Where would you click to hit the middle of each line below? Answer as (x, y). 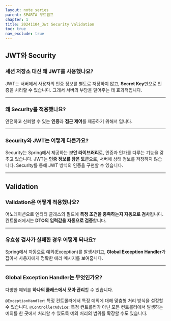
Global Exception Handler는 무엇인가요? (54, 278)
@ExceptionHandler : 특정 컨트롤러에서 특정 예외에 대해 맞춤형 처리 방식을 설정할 (84, 300)
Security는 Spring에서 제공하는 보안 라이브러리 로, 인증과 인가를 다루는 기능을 (82, 153)
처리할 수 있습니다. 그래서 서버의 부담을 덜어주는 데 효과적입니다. (78, 90)
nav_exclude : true (25, 34)
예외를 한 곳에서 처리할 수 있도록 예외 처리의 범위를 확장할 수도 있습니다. (76, 313)
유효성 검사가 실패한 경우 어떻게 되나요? (51, 239)
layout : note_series (27, 10)
